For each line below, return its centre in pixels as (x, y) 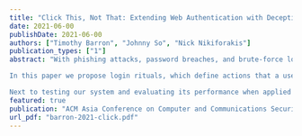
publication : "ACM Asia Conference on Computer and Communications (138, 109)
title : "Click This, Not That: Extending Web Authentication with (136, 18)
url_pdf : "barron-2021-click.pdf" (74, 117)
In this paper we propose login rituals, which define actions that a (144, 76)
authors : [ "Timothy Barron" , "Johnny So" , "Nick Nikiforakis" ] (130, 43)
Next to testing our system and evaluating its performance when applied (151, 92)
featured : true (38, 100)
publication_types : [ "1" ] (58, 51)
